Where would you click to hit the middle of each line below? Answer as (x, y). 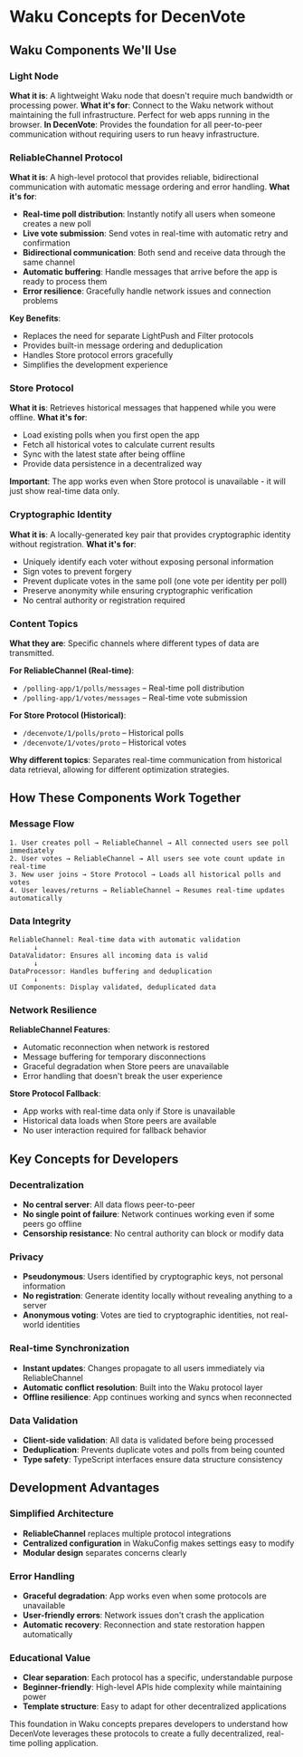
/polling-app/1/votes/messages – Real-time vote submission (135, 698)
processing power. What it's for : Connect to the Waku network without (142, 105)
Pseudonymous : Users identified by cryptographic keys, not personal (152, 1277)
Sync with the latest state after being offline (104, 454)
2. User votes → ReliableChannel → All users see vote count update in (147, 858)
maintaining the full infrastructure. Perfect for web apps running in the (140, 114)
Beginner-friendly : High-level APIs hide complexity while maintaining (152, 1687)
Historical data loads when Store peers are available (119, 1121)
